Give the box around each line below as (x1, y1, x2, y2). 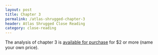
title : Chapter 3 (5, 12, 41, 17)
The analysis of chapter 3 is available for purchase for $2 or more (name (5, 39, 154, 45)
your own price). (5, 45, 39, 51)
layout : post (5, 7, 32, 12)
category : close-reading (5, 26, 56, 31)
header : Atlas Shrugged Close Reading (5, 21, 85, 26)
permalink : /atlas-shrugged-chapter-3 (5, 16, 85, 21)
